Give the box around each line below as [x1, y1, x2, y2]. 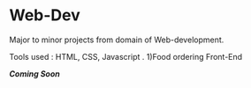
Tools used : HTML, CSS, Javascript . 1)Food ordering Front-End [9, 51, 243, 62]
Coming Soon [9, 68, 60, 79]
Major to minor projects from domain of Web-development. [9, 34, 224, 45]
